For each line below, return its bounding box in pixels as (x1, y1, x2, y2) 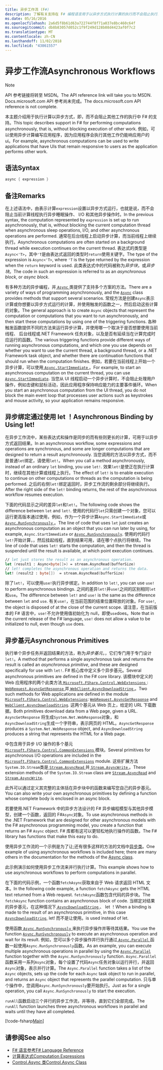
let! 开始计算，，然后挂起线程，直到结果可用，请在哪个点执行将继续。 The (5, 537, 151, 543)
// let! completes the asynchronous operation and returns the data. (5, 566, 149, 571)
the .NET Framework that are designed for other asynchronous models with (5, 817, 156, 823)
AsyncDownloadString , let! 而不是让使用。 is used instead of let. (5, 915, 129, 921)
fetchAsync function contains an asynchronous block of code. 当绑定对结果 (5, 898, 155, 904)
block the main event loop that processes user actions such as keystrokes (5, 392, 153, 398)
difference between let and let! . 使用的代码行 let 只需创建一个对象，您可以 (5, 508, 156, 513)
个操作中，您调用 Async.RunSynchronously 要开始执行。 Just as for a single (5, 983, 150, 988)
